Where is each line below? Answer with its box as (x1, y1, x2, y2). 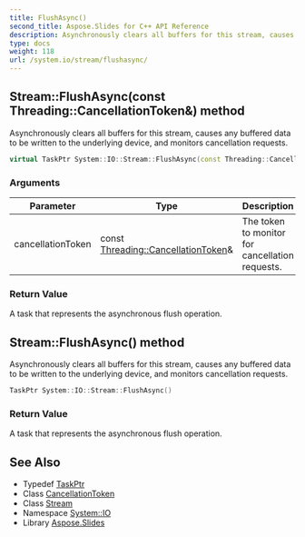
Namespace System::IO (22, 508, 112, 519)
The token (241, 214, 286, 227)
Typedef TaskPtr (22, 479, 85, 490)
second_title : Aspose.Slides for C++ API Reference (9, 22, 209, 31)
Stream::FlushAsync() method (9, 334, 185, 350)
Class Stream (22, 498, 74, 509)
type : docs (9, 38, 51, 48)
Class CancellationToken (22, 488, 115, 500)
